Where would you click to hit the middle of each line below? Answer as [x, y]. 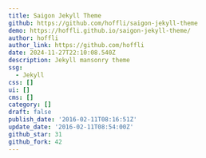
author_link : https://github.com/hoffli [77, 45]
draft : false [30, 113]
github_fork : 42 [35, 142]
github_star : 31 [35, 134]
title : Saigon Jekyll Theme [55, 16]
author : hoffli [34, 38]
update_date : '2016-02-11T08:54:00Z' [71, 127]
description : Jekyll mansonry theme [69, 61]
